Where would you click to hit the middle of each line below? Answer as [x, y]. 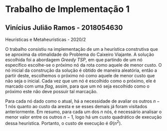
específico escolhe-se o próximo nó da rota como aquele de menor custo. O [83, 65]
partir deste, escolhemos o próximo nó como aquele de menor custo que [80, 75]
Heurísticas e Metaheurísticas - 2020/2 [46, 39]
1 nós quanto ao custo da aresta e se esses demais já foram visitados [76, 106]
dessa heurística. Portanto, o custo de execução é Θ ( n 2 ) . [64, 123]
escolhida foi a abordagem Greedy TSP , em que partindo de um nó [74, 60]
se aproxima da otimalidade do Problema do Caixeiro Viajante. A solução [80, 54]
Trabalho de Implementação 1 [67, 9]
